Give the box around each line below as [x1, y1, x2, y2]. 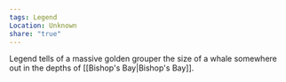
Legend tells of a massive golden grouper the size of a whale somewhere [9, 54, 277, 64]
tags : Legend [9, 12, 58, 22]
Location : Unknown [9, 21, 77, 30]
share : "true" [9, 29, 62, 38]
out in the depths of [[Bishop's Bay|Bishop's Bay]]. [9, 63, 195, 73]
